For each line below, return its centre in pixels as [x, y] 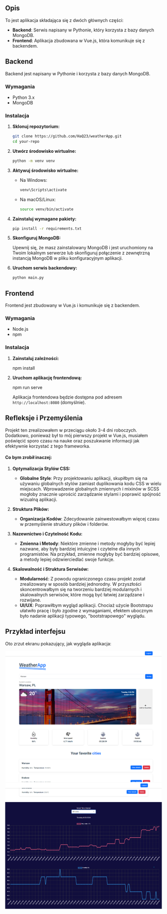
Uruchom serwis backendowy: [45, 268]
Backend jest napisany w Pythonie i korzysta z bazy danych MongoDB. [78, 73]
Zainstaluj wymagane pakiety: [44, 219]
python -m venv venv [34, 161]
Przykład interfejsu [35, 632]
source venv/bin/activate [46, 209]
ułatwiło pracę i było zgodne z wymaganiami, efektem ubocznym [86, 610]
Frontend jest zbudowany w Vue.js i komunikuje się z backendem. [73, 305]
